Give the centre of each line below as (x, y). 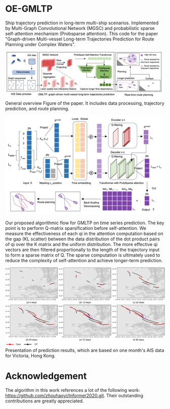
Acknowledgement (46, 376)
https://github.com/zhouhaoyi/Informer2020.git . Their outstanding (74, 396)
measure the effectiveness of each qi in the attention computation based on (84, 233)
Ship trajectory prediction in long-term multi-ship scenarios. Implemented (82, 23)
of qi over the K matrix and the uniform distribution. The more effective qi (81, 244)
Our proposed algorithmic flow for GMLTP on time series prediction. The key (85, 223)
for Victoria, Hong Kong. (30, 356)
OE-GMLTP (29, 9)
